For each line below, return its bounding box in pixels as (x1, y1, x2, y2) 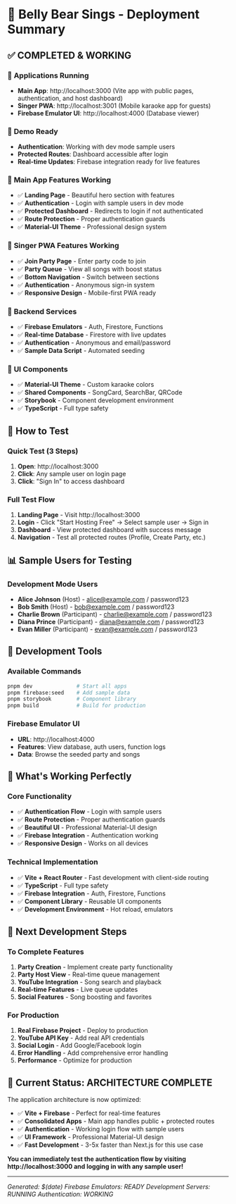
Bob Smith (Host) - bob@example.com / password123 (17, 602, 175, 612)
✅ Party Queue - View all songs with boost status (17, 264, 162, 273)
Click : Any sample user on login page (17, 470, 126, 478)
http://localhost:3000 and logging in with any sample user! (7, 1162, 184, 1171)
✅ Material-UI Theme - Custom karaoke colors (17, 380, 155, 389)
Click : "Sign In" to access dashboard (17, 477, 125, 485)
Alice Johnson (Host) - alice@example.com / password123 (17, 595, 190, 604)
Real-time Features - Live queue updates (17, 986, 138, 994)
